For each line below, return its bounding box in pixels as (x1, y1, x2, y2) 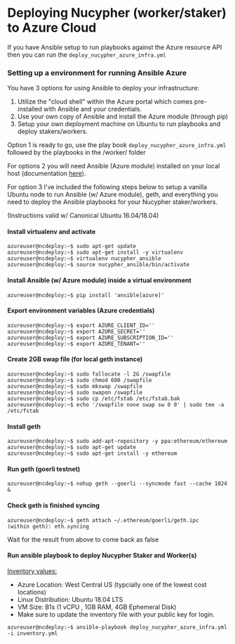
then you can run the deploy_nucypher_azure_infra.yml (7, 50, 167, 59)
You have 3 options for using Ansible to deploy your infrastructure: (7, 84, 200, 93)
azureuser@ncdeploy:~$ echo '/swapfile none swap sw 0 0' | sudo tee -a (7, 402, 224, 409)
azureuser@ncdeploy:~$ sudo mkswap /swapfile (7, 383, 142, 390)
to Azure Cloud (7, 20, 97, 36)
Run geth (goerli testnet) (7, 465, 81, 473)
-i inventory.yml (7, 629, 58, 637)
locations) (17, 587, 47, 596)
